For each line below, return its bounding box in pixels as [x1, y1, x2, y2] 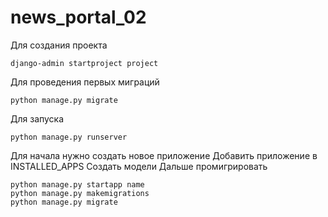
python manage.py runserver [10, 132, 128, 142]
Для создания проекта [10, 39, 108, 51]
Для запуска [10, 112, 65, 125]
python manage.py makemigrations [10, 188, 150, 198]
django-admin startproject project [10, 58, 159, 68]
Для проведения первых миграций [10, 76, 160, 88]
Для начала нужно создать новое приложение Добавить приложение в [10, 149, 318, 161]
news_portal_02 [10, 6, 147, 29]
